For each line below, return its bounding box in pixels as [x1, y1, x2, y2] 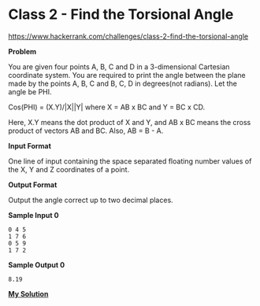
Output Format [8, 179, 58, 190]
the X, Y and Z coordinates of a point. [8, 164, 130, 174]
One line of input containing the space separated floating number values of [8, 156, 252, 166]
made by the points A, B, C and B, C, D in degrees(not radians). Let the [8, 79, 238, 88]
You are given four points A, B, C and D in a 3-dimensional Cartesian [8, 61, 230, 72]
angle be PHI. [8, 87, 53, 96]
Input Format [8, 141, 51, 150]
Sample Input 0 [8, 210, 59, 219]
